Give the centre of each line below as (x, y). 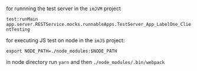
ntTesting (18, 29)
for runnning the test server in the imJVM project (63, 9)
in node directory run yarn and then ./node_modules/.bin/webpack (86, 62)
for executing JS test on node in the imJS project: (65, 40)
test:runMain (22, 19)
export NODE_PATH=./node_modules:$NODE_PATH (62, 51)
